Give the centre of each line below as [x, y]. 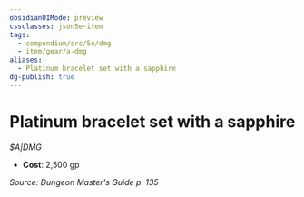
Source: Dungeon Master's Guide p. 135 [84, 182]
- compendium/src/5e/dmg [64, 43]
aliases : [26, 60]
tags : [20, 34]
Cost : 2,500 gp [51, 164]
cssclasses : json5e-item [56, 26]
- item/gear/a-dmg [53, 52]
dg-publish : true [42, 77]
